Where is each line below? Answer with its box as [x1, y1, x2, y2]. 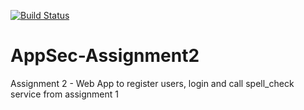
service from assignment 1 [10, 88, 120, 100]
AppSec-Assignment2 [10, 45, 200, 67]
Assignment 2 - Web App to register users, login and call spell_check [10, 77, 295, 89]
